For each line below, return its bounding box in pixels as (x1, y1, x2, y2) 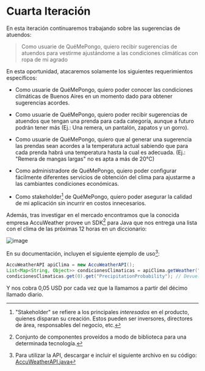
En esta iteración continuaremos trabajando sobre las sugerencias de (6, 24, 181, 32)
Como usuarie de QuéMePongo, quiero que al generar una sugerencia (15, 136, 192, 143)
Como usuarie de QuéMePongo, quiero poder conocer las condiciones (15, 86, 193, 93)
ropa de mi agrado (21, 56, 68, 63)
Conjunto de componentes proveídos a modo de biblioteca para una (15, 333, 187, 340)
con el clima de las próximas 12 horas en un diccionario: (6, 225, 147, 233)
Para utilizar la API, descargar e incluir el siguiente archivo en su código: (15, 351, 197, 359)
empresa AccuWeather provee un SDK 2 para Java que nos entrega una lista (6, 218, 197, 226)
